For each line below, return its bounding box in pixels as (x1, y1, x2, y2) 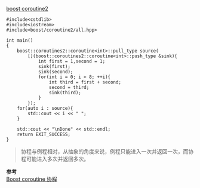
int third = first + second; (48, 79, 121, 85)
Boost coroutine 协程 (6, 175, 58, 183)
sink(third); (48, 90, 82, 95)
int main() (6, 38, 33, 44)
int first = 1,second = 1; (38, 58, 106, 64)
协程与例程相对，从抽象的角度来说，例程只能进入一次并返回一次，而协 (20, 148, 194, 155)
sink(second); (38, 69, 73, 75)
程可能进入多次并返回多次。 (20, 155, 90, 162)
